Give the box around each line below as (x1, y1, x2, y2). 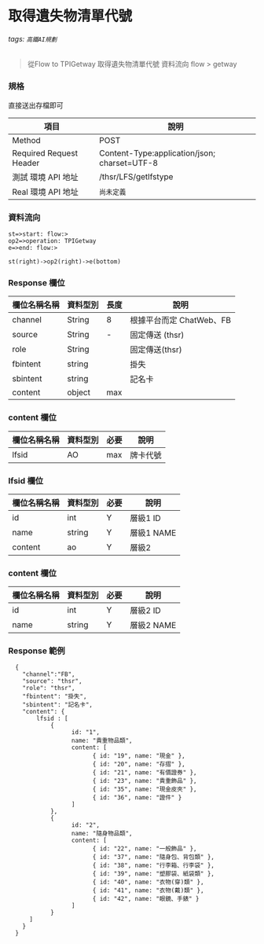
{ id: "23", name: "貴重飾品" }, (92, 777, 198, 785)
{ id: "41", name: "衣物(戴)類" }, (92, 887, 204, 894)
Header (12, 157, 40, 168)
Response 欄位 (8, 277, 65, 288)
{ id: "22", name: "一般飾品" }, (92, 845, 198, 853)
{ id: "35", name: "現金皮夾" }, (92, 785, 198, 794)
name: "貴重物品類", (71, 736, 133, 745)
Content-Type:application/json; (99, 147, 216, 158)
